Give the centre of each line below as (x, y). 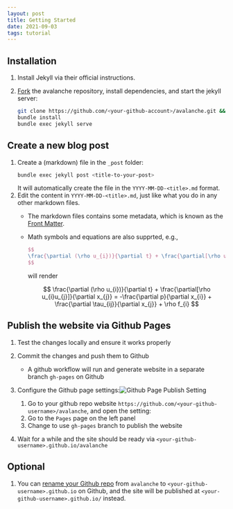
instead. (114, 498)
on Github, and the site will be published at (139, 491)
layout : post (26, 14)
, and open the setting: (119, 411)
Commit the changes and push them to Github (83, 356)
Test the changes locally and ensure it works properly (94, 342)
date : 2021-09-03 (32, 26)
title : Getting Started (42, 20)
